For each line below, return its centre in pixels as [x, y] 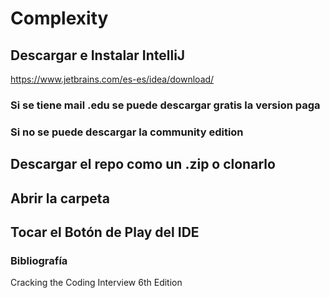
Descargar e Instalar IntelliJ [98, 55]
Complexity [59, 18]
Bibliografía [39, 260]
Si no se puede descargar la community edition [127, 132]
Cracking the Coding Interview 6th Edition [96, 283]
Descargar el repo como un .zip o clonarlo [143, 164]
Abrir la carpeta [60, 198]
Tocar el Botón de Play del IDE [105, 232]
